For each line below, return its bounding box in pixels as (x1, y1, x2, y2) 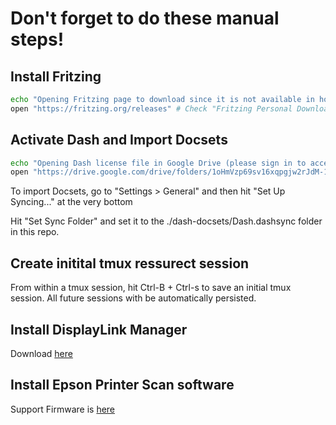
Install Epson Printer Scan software (10, 377, 235, 394)
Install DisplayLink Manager (10, 321, 188, 338)
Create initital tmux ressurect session (10, 255, 250, 272)
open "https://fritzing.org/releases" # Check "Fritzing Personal (10, 103, 293, 114)
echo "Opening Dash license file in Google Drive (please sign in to (10, 158, 307, 168)
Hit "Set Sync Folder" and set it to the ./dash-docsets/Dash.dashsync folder (10, 215, 323, 227)
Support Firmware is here (10, 403, 116, 415)
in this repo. (10, 226, 60, 238)
